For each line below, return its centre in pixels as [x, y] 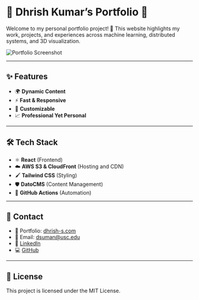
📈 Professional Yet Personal [50, 115]
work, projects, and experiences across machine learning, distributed [91, 34]
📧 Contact [25, 216]
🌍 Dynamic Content [40, 91]
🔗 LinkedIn [28, 243]
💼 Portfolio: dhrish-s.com [45, 231]
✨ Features [27, 77]
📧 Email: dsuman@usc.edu [47, 237]
